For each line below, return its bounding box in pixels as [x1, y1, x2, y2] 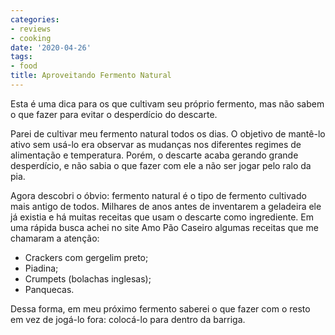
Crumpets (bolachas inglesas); [24, 272, 152, 285]
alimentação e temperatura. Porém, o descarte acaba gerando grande [10, 149, 299, 161]
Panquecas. [24, 283, 75, 295]
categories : [10, 14, 60, 25]
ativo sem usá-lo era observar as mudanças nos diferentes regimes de [10, 138, 302, 150]
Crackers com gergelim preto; [24, 251, 149, 263]
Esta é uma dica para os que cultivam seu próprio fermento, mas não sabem [10, 97, 325, 110]
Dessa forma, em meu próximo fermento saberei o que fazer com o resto [10, 302, 311, 315]
